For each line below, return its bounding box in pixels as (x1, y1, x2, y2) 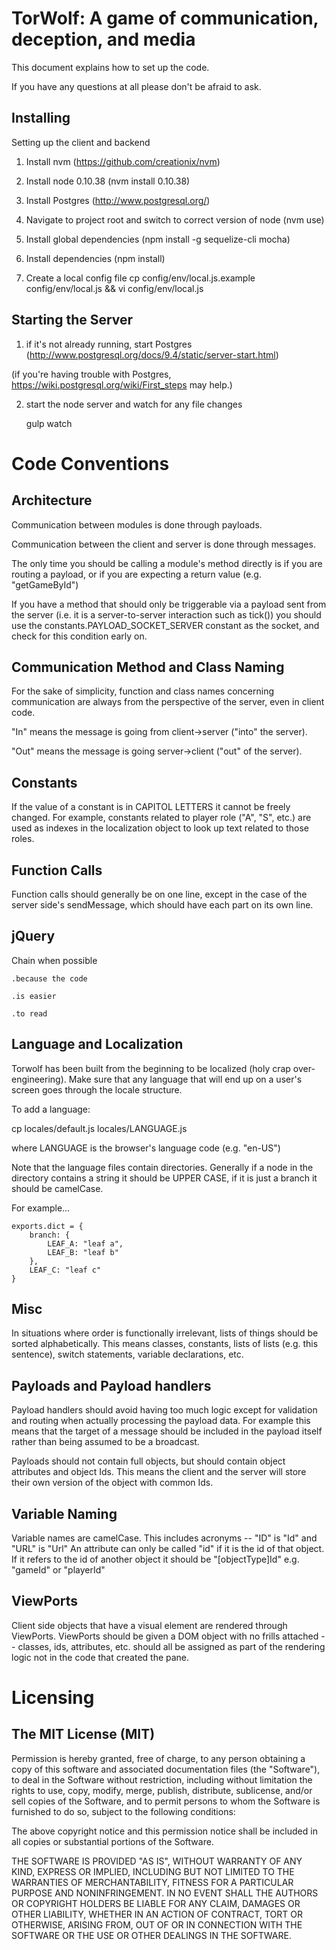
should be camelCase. (11, 1182, 104, 1194)
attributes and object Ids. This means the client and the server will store (11, 1466, 307, 1478)
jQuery (11, 928, 56, 945)
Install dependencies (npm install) (25, 252, 166, 264)
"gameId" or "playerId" (11, 1564, 106, 1576)
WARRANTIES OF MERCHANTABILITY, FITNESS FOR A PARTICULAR (11, 1876, 294, 1888)
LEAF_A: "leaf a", (47, 1238, 124, 1249)
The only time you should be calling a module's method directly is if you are (11, 557, 323, 569)
